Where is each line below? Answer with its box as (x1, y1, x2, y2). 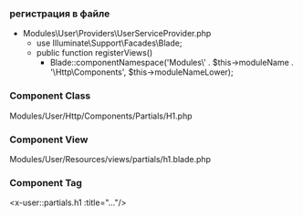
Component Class (9, 89, 91, 102)
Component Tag (9, 176, 82, 189)
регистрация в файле (9, 7, 110, 20)
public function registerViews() (36, 47, 153, 58)
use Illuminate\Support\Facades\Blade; (36, 37, 183, 48)
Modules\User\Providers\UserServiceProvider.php (22, 28, 212, 39)
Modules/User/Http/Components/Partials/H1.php (9, 110, 193, 121)
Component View (9, 133, 89, 146)
